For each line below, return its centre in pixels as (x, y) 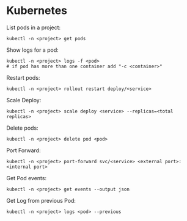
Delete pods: (22, 128)
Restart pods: (23, 77)
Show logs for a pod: (33, 50)
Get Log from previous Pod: (41, 200)
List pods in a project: (34, 27)
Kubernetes (37, 11)
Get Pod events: (27, 178)
